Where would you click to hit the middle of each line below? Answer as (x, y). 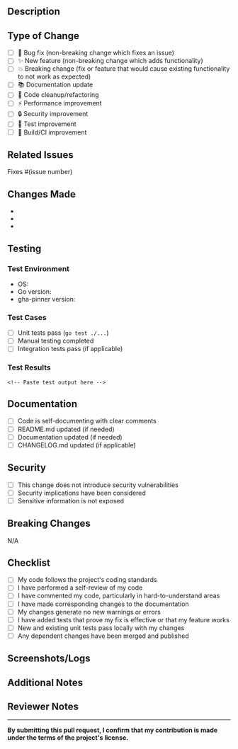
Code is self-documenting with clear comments (87, 421)
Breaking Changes (49, 524)
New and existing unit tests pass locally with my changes (101, 628)
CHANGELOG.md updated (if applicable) (76, 445)
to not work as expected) (54, 76)
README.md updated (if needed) (66, 429)
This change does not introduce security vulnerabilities (98, 485)
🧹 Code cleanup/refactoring (58, 95)
